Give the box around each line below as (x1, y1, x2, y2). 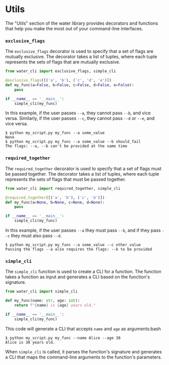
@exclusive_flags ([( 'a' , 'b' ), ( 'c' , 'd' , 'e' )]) (5, 78, 112, 83)
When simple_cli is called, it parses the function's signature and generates (5, 348, 162, 354)
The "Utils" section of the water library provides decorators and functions (5, 20, 158, 26)
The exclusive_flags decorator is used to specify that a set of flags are (5, 48, 154, 54)
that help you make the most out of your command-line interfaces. (5, 25, 143, 31)
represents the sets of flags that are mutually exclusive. (5, 59, 121, 65)
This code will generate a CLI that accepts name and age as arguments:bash (5, 326, 161, 332)
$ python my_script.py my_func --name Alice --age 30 (5, 335, 121, 340)
